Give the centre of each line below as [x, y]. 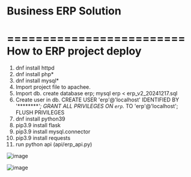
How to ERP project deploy [74, 51]
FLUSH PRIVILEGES [40, 113]
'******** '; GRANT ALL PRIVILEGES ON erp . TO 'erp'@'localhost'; [97, 106]
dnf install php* [35, 74]
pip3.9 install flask [38, 125]
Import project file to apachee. [53, 87]
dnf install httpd [35, 68]
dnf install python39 [40, 119]
